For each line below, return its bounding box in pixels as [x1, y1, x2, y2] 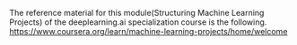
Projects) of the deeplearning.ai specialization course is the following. [9, 17, 267, 27]
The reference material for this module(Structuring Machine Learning [9, 8, 265, 18]
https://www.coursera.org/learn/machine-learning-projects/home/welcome [9, 26, 288, 36]
